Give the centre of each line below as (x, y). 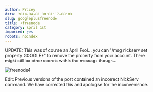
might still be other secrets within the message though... (61, 61)
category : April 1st (26, 28)
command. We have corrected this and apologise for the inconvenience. (77, 84)
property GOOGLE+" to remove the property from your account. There (75, 55)
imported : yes (19, 32)
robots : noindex (21, 37)
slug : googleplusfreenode (31, 18)
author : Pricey (20, 9)
